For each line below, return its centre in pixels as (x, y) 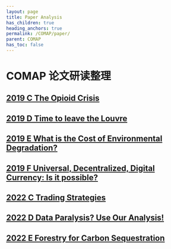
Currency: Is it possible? (52, 177)
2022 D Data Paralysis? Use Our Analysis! (85, 218)
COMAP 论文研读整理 (59, 76)
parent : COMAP (24, 39)
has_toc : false (25, 45)
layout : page (22, 12)
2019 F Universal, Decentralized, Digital (81, 168)
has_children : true (30, 23)
